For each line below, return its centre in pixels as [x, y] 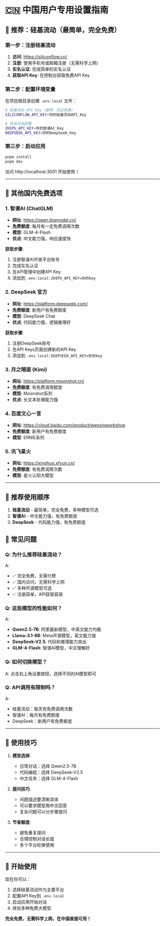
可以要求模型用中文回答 [43, 805]
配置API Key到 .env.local [38, 896]
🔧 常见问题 [21, 539]
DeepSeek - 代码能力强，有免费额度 [49, 522]
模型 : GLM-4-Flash [31, 233]
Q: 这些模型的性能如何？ [34, 608]
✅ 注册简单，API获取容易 [37, 594]
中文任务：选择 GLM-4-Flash [49, 778]
